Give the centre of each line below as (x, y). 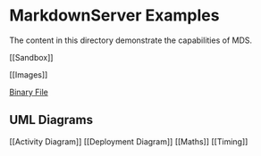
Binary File (29, 92)
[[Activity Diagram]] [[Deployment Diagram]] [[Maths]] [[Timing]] (129, 141)
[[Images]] (29, 74)
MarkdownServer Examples (114, 16)
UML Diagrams (51, 120)
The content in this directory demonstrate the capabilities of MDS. (131, 40)
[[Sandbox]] (31, 57)
